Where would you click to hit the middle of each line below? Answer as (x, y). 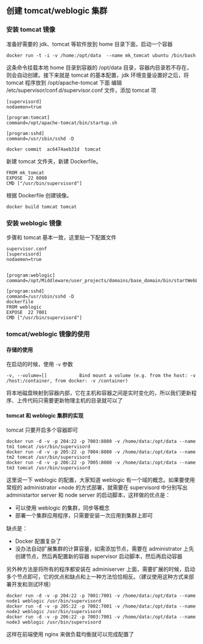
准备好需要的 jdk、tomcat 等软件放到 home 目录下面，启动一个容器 (90, 44)
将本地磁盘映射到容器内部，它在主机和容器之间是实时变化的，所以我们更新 (99, 393)
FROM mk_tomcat (25, 172)
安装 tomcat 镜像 (31, 30)
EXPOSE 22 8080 (27, 178)
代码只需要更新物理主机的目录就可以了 (75, 401)
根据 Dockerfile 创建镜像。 (39, 195)
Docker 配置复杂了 (38, 541)
